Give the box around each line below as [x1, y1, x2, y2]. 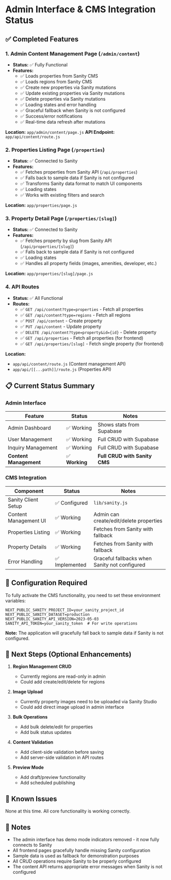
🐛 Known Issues [5, 794, 58, 803]
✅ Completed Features [5, 35, 79, 43]
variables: [5, 598, 26, 604]
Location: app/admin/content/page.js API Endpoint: [5, 129, 115, 135]
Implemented [55, 561, 87, 568]
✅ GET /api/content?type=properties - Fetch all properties [20, 306, 144, 312]
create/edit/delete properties [93, 517, 163, 524]
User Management [8, 436, 52, 443]
